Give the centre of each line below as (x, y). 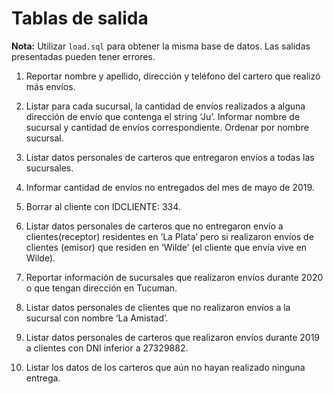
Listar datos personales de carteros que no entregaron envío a (154, 226)
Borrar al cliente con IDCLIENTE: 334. (103, 206)
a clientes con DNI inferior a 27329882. (107, 348)
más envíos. (50, 86)
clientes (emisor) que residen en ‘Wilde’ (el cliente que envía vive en (166, 247)
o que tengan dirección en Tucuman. (101, 288)
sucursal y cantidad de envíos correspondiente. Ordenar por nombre (167, 127)
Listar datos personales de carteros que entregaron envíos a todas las (170, 157)
